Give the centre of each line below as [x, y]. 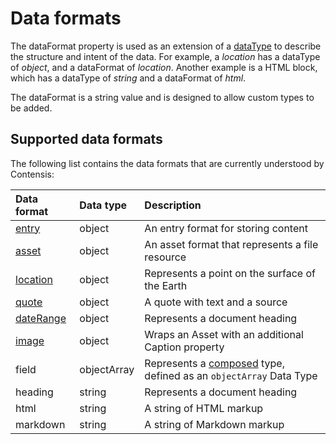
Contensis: [32, 174]
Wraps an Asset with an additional [224, 334]
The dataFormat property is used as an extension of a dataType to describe [166, 46]
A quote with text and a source [216, 302]
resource [165, 257]
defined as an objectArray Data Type [231, 375]
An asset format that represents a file [231, 244]
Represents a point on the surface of [230, 273]
